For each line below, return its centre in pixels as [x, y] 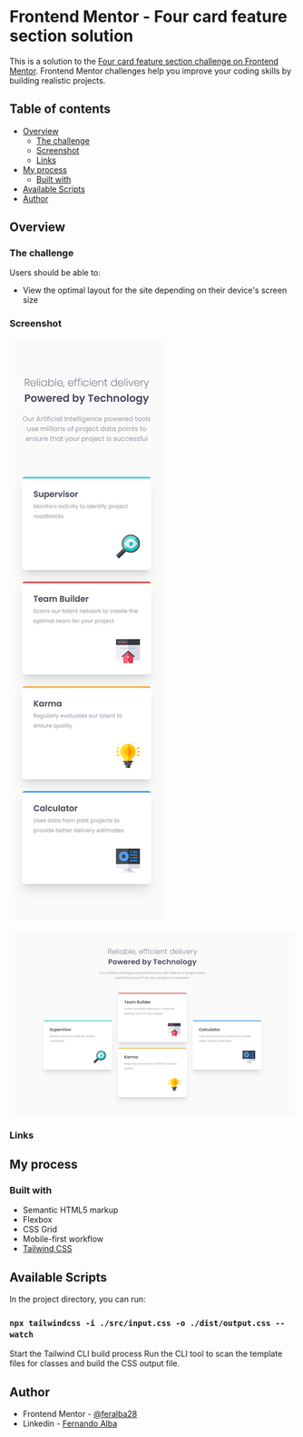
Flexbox [37, 1220]
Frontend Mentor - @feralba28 [80, 1414]
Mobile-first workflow [63, 1239]
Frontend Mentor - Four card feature [148, 17]
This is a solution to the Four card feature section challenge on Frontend [144, 61]
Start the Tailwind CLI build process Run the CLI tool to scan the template [146, 1354]
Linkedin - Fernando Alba [70, 1423]
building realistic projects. [58, 80]
